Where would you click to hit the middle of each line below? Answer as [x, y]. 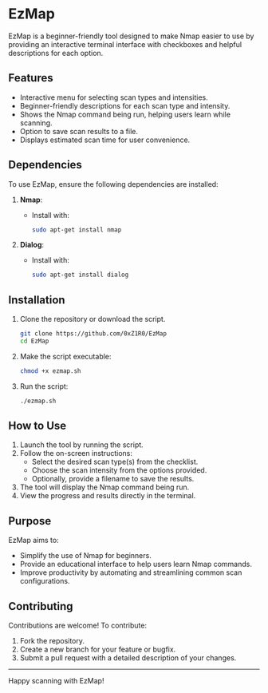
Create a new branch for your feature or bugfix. [98, 649]
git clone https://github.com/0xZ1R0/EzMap [93, 334]
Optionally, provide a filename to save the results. [113, 479]
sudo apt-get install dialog [80, 275]
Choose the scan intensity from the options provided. [119, 470]
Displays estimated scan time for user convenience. [105, 140]
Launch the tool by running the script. [81, 445]
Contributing [41, 606]
